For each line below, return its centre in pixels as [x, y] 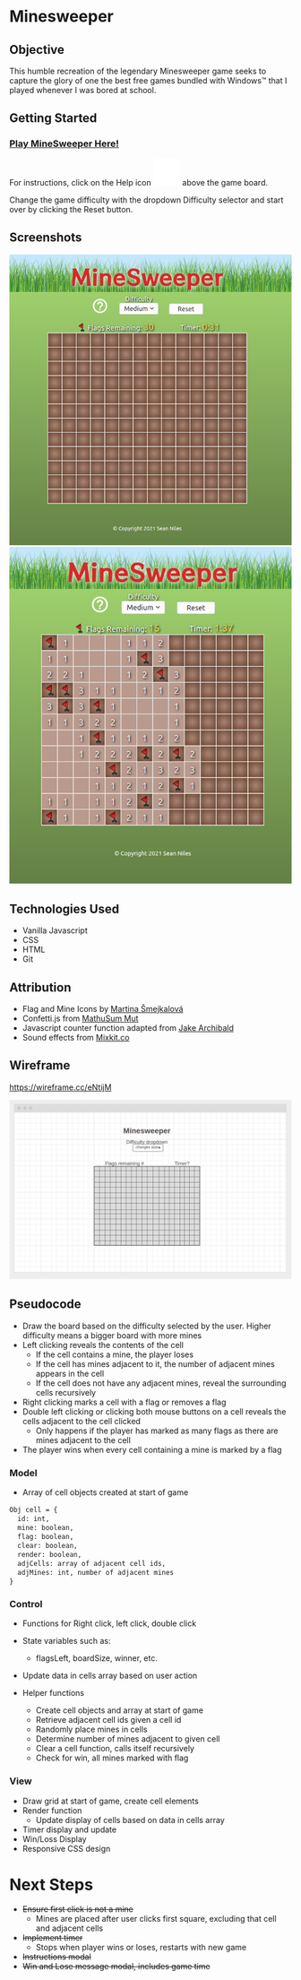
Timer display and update [69, 1829]
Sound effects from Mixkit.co [76, 1038]
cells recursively [66, 1392]
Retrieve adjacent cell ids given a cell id [108, 1720]
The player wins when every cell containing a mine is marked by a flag [152, 1449]
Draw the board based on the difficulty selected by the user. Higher [146, 1326]
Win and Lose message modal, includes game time [116, 1967]
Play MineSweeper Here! [64, 143]
